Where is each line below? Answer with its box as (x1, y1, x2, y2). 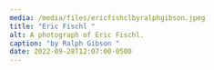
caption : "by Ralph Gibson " (9, 38, 120, 48)
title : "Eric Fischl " (9, 22, 96, 31)
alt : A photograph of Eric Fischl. (9, 30, 145, 39)
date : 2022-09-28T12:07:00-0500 (9, 47, 132, 56)
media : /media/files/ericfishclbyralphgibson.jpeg (9, 13, 206, 23)
